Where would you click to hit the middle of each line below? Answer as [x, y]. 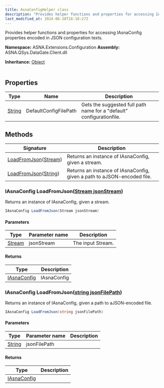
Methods [19, 134]
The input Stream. [93, 243]
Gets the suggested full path [114, 105]
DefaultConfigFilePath [51, 111]
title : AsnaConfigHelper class [37, 10]
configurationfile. [101, 117]
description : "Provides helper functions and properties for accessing [79, 14]
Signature [35, 148]
